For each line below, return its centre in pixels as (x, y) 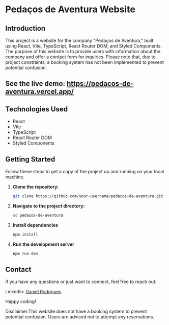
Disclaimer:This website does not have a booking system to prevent (76, 311)
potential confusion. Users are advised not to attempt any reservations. (80, 317)
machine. (15, 177)
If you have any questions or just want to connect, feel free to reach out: (81, 282)
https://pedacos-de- (100, 84)
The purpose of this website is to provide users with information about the (83, 51)
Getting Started (30, 159)
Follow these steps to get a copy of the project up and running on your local (85, 172)
